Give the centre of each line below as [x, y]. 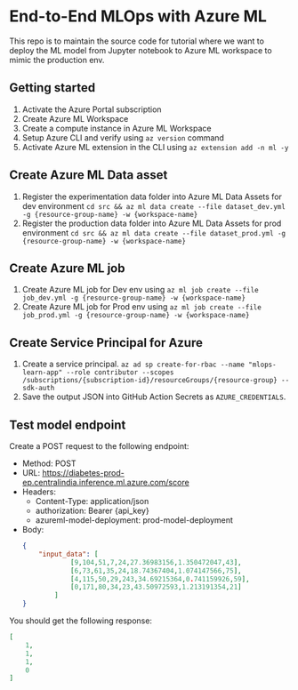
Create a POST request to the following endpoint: [99, 446]
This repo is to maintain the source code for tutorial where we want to [137, 41]
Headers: [39, 492]
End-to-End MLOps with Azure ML [138, 16]
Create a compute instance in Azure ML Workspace [117, 128]
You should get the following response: [81, 621]
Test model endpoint [68, 425]
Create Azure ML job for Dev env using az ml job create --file [141, 290]
